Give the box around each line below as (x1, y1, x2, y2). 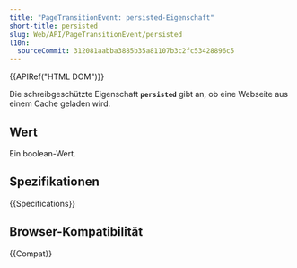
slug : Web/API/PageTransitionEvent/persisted (9, 30, 182, 39)
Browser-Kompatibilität (9, 224, 144, 239)
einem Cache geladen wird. (9, 98, 111, 109)
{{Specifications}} (9, 198, 76, 209)
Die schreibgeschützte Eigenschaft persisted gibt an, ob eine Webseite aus (9, 89, 289, 100)
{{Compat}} (9, 248, 52, 259)
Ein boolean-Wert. (9, 147, 76, 158)
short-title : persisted (9, 22, 99, 31)
